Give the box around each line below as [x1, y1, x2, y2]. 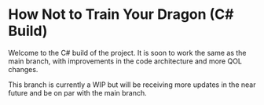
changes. [8, 64, 38, 74]
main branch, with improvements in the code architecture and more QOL [8, 56, 242, 66]
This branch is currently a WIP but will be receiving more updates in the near [8, 80, 256, 89]
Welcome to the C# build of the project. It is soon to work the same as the [8, 48, 247, 57]
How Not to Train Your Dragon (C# [8, 5, 234, 24]
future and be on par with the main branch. [8, 88, 147, 97]
